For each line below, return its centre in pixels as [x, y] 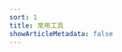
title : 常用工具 [37, 26]
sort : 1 [24, 17]
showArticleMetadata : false [61, 33]
